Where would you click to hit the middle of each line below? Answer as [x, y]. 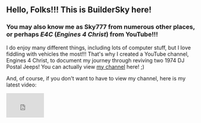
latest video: [22, 85]
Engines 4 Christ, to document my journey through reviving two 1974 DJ [95, 60]
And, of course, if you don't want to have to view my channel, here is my [96, 78]
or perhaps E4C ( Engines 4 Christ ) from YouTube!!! [82, 34]
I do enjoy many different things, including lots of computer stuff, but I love [99, 47]
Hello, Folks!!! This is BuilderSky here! [79, 10]
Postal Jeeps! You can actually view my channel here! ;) [75, 67]
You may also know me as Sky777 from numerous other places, [101, 27]
